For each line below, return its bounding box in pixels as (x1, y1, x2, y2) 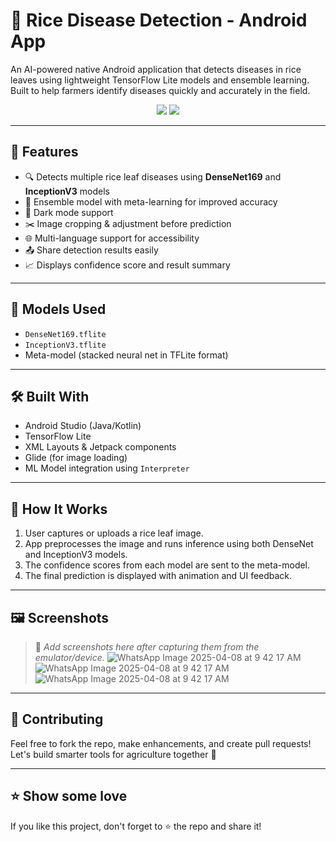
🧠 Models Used (10, 301, 107, 318)
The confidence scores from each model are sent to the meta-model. (24, 559, 311, 571)
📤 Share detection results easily (24, 244, 159, 256)
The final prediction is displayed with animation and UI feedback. (24, 570, 293, 582)
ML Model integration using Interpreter (24, 462, 190, 474)
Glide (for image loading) (24, 452, 128, 464)
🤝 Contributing (10, 711, 104, 728)
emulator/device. (34, 652, 105, 663)
